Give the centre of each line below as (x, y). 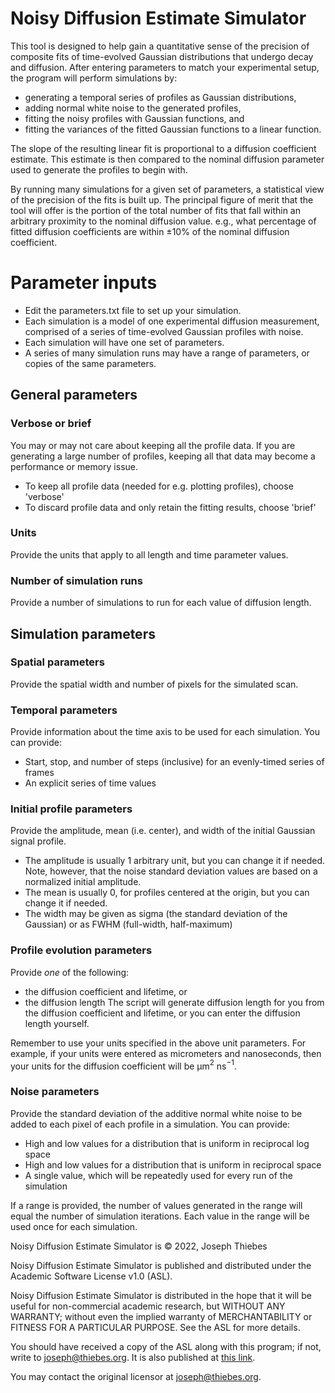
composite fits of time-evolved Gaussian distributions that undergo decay (162, 56)
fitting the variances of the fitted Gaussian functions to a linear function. (173, 129)
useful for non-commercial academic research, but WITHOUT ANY (148, 1306)
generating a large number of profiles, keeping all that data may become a (163, 456)
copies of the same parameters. (90, 363)
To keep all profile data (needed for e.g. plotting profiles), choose (159, 486)
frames (39, 773)
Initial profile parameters (71, 809)
